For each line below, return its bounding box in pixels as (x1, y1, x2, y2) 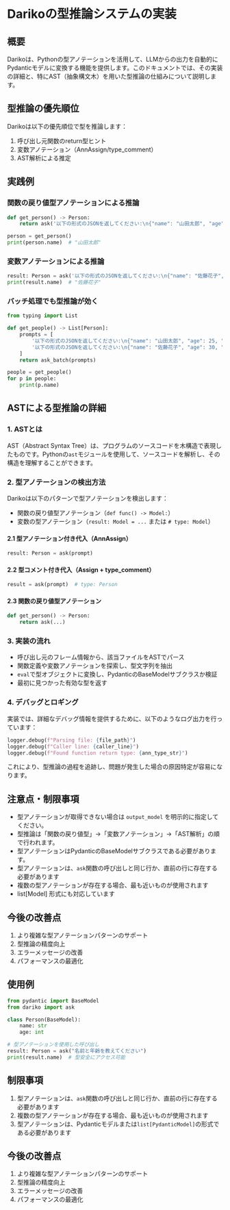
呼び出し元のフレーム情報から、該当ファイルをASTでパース (16, 653, 185, 661)
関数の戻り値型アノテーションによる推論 (7, 198, 140, 207)
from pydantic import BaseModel (7, 997, 99, 1004)
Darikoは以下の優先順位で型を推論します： (7, 122, 128, 130)
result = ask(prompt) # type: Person (7, 581, 118, 588)
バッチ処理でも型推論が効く (7, 296, 99, 305)
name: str (19, 1022, 48, 1029)
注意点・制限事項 (7, 793, 79, 805)
